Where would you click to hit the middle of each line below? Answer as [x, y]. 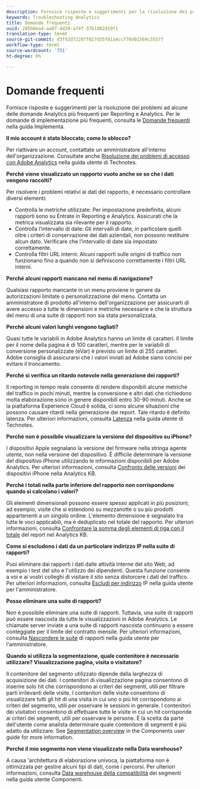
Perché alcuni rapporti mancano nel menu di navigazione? [79, 278]
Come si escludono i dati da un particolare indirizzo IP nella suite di [90, 546]
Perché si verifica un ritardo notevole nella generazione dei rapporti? [93, 375]
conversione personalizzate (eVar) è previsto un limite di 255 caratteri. [92, 351]
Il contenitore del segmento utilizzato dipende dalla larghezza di [84, 674]
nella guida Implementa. [36, 127]
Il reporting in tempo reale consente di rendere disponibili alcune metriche [97, 387]
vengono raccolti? [29, 180]
